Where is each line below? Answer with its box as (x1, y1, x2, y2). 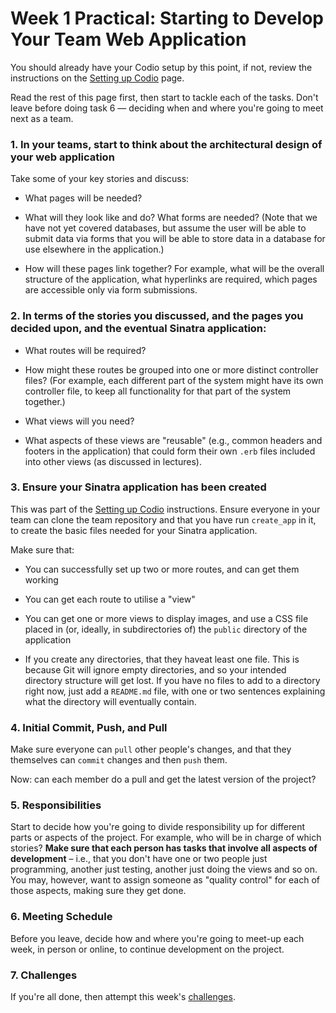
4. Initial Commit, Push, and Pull (10, 720, 168, 734)
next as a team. (10, 112, 74, 124)
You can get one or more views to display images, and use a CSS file (24, 612, 309, 624)
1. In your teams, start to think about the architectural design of (10, 137, 323, 151)
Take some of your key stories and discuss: (10, 173, 190, 185)
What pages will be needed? (24, 192, 143, 204)
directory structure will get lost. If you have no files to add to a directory (24, 674, 321, 686)
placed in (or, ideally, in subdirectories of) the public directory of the (24, 623, 308, 635)
